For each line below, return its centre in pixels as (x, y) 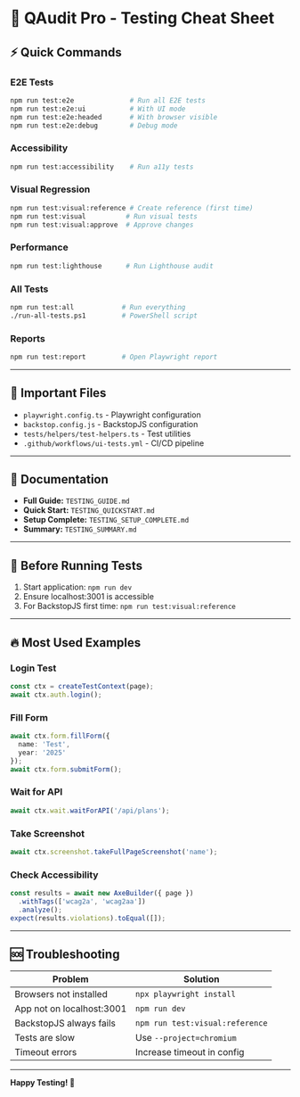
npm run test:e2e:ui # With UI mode (98, 109)
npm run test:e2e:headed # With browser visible (114, 117)
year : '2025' (42, 753)
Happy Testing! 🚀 (42, 1083)
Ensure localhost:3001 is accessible (89, 597)
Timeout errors (46, 1052)
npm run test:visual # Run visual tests (104, 216)
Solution (201, 979)
